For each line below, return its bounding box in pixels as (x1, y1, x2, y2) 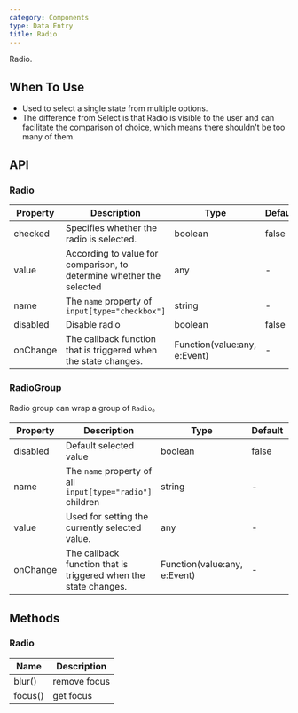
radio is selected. (65, 233, 137, 245)
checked (13, 227, 51, 240)
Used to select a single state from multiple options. (21, 103, 208, 114)
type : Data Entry (9, 21, 74, 30)
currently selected (65, 521, 142, 534)
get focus (52, 689, 93, 701)
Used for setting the (65, 511, 149, 523)
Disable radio (65, 318, 122, 330)
